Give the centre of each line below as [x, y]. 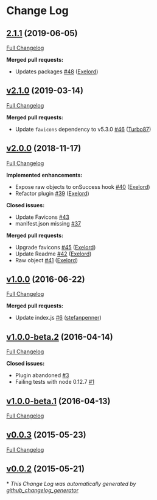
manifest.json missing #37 [48, 223]
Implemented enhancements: [44, 175]
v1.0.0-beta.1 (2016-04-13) [58, 401]
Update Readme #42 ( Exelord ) [53, 254]
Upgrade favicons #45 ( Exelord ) [55, 247]
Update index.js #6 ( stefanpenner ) [58, 318]
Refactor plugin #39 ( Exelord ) [52, 193]
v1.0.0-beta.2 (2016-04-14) [60, 337]
